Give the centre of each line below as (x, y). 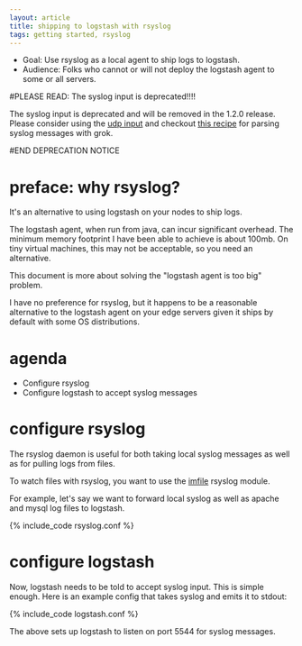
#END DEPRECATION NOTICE (64, 150)
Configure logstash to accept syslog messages (110, 393)
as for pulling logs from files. (62, 464)
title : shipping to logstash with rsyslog (90, 26)
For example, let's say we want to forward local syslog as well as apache (144, 499)
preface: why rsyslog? (95, 187)
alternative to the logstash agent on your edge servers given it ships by (142, 313)
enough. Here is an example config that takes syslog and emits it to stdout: (148, 596)
